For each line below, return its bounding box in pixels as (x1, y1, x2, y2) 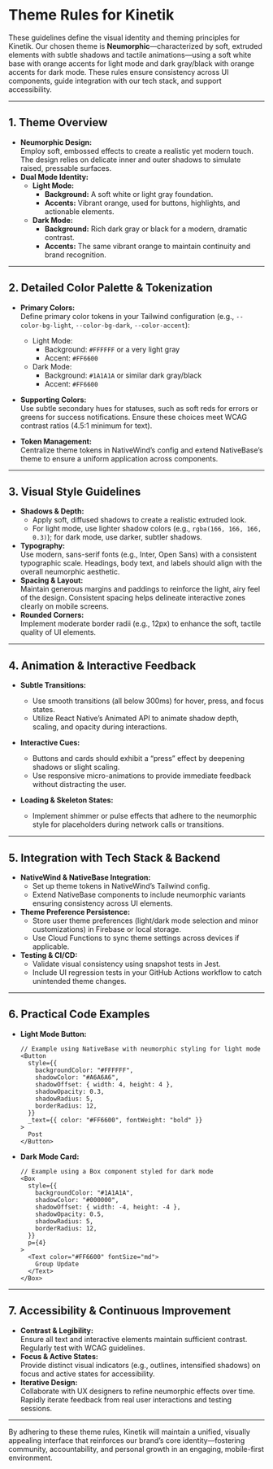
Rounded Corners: (19, 610, 84, 620)
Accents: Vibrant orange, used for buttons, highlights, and (44, 198, 240, 208)
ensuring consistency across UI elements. (32, 898, 173, 908)
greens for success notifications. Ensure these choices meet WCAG (19, 412, 248, 422)
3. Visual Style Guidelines (8, 484, 141, 498)
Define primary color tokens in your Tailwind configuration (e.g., (19, 311, 235, 321)
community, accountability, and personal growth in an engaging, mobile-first (8, 1444, 264, 1454)
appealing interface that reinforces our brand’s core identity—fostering (8, 1435, 245, 1445)
